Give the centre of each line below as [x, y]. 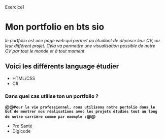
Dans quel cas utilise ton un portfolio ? [52, 96]
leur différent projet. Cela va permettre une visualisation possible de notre [80, 46]
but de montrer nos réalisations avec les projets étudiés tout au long [81, 112]
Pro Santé [22, 126]
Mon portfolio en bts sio [55, 27]
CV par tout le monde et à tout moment [45, 51]
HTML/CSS [24, 78]
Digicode [21, 131]
